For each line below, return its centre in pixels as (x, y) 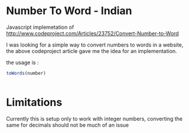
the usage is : (22, 62)
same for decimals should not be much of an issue (68, 125)
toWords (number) (26, 73)
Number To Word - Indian (69, 11)
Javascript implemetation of (40, 27)
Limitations (34, 102)
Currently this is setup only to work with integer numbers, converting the (94, 118)
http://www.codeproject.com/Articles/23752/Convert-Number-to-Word (92, 33)
